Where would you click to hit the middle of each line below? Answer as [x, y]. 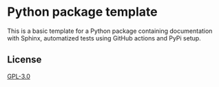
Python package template [82, 12]
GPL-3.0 [19, 76]
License [24, 60]
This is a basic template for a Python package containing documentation [110, 31]
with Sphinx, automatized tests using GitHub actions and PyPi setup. [104, 38]
